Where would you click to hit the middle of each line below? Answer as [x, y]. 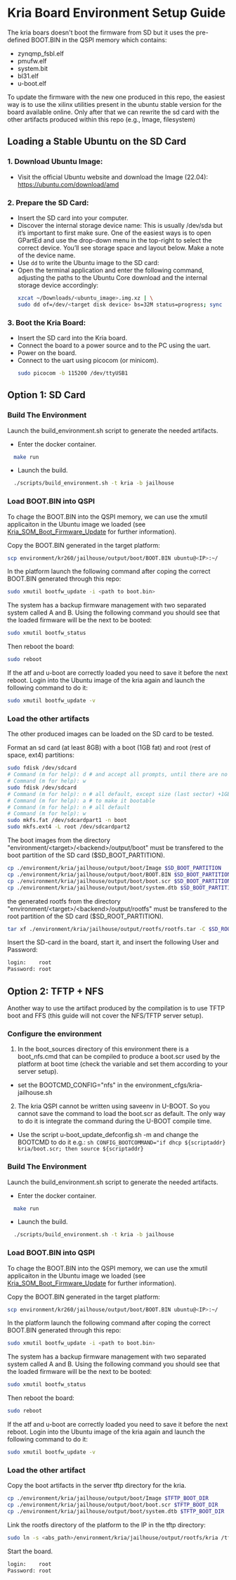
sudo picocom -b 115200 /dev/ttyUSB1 [73, 373]
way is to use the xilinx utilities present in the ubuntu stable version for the [114, 104]
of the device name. [46, 255]
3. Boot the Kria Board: [47, 323]
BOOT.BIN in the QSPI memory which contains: [99, 39]
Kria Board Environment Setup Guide [117, 13]
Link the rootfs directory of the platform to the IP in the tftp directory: [106, 1524]
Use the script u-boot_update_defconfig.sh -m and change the [108, 1135]
